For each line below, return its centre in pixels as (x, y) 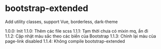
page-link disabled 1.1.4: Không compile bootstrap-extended (65, 41)
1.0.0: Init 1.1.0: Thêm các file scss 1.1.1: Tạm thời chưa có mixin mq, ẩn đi (77, 31)
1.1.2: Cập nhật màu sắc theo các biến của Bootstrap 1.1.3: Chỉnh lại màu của (80, 36)
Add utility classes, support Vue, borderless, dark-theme (61, 22)
